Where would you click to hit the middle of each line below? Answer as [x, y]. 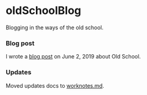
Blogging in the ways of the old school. [55, 27]
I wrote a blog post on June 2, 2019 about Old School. [73, 57]
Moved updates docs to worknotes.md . [55, 85]
